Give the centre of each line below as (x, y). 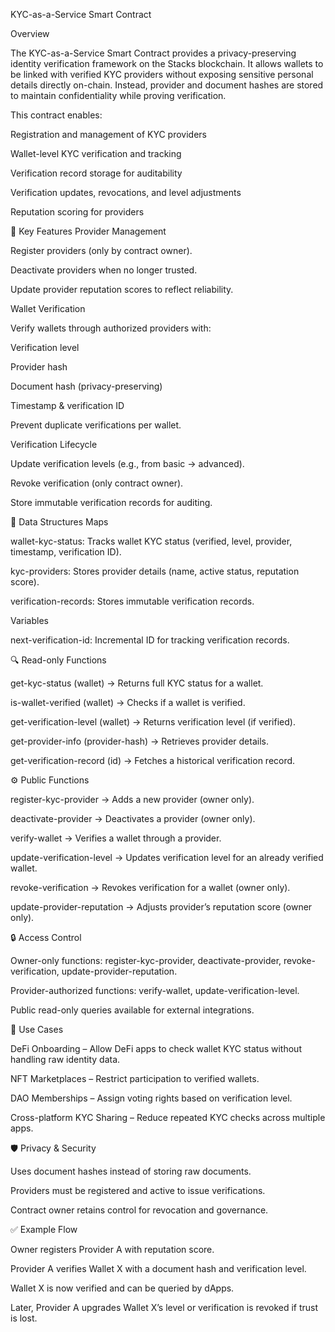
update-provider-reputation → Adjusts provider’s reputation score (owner (161, 907)
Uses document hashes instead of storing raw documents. (131, 1171)
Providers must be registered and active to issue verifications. (138, 1190)
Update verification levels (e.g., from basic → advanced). (127, 463)
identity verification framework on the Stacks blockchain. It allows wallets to (167, 63)
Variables (29, 620)
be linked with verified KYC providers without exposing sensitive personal (162, 74)
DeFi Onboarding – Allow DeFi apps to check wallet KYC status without (156, 1048)
